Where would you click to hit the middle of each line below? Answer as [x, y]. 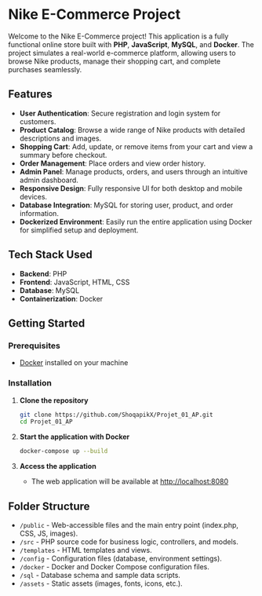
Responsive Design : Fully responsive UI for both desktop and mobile [131, 188]
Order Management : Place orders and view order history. [113, 163]
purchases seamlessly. [45, 69]
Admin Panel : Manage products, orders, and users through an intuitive [134, 171]
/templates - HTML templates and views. [86, 550]
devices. [33, 196]
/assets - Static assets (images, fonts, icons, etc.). [101, 583]
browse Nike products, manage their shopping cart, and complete [115, 61]
